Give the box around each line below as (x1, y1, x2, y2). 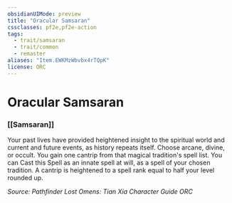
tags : (7, 30, 23, 38)
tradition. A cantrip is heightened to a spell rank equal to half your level (7, 166, 215, 175)
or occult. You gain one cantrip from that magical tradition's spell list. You (7, 151, 223, 160)
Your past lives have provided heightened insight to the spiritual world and (7, 136, 226, 145)
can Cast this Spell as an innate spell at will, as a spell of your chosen (7, 158, 211, 167)
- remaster (14, 51, 46, 58)
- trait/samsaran (14, 37, 65, 44)
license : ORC (7, 63, 46, 71)
